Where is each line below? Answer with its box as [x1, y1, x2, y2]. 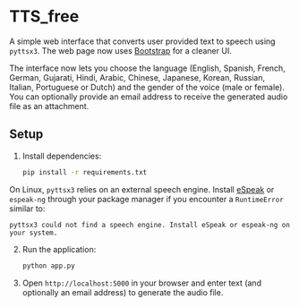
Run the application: [21, 243, 97, 254]
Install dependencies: [21, 150, 102, 161]
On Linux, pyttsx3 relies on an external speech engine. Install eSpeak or [9, 183, 275, 194]
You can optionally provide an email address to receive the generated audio [9, 91, 288, 102]
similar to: [9, 203, 46, 214]
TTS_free [9, 6, 80, 27]
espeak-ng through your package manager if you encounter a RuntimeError [9, 193, 284, 204]
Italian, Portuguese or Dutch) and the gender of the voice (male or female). [9, 81, 285, 92]
